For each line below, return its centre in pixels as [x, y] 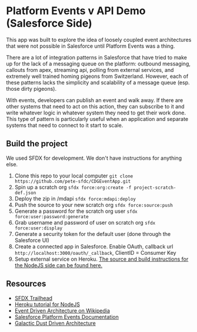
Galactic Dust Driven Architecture [55, 323]
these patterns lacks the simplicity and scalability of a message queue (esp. [98, 82]
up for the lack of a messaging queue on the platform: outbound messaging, [98, 64]
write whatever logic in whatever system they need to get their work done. [96, 113]
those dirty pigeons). [31, 88]
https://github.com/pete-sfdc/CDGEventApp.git [73, 181]
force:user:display [39, 228]
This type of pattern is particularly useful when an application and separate [97, 119]
